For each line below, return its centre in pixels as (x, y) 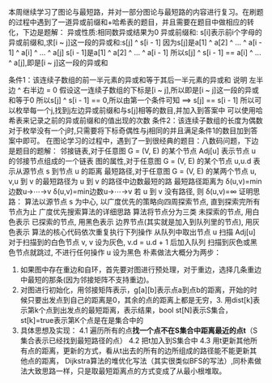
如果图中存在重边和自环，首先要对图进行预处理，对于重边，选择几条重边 (140, 269)
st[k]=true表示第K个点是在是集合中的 (82, 320)
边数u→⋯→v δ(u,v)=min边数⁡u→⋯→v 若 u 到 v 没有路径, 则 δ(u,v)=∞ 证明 (131, 191)
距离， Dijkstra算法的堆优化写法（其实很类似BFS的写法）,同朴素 (148, 361)
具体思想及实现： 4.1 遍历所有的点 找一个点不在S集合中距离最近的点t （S (139, 330)
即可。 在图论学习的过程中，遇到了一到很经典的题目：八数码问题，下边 (140, 141)
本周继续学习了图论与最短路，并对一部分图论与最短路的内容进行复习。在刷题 (136, 12)
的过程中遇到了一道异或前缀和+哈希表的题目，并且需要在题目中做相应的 (128, 22)
